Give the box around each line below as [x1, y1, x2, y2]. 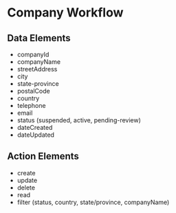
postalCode [16, 87, 50, 95]
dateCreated [16, 124, 53, 131]
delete [16, 183, 36, 192]
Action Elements [7, 150, 79, 162]
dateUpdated [16, 131, 55, 139]
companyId [16, 50, 49, 58]
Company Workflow [7, 5, 124, 21]
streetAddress [16, 65, 58, 73]
